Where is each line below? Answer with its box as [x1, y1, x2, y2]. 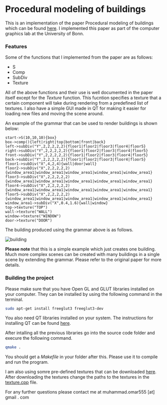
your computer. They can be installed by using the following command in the [5, 291, 163, 297]
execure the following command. [5, 335, 73, 341]
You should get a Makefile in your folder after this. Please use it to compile [5, 354, 158, 360]
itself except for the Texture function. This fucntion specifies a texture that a [5, 95, 162, 101]
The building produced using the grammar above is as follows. [5, 227, 134, 233]
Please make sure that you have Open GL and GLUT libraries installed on [5, 285, 155, 292]
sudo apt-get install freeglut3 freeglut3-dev [5, 306, 104, 311]
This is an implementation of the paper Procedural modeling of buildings [5, 20, 154, 26]
